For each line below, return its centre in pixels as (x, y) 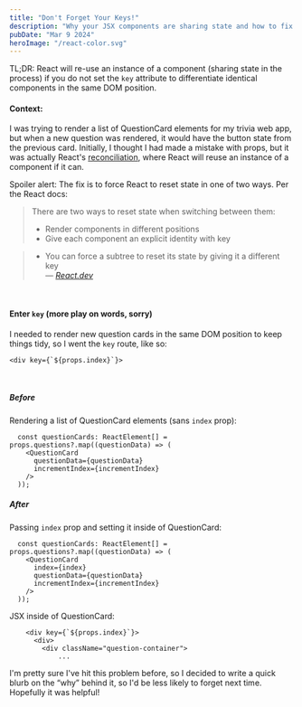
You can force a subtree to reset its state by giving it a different (162, 256)
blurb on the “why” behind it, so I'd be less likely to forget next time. (136, 683)
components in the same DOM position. (83, 88)
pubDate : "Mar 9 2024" (52, 34)
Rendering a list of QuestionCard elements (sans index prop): (123, 420)
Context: (26, 108)
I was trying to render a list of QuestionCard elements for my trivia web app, (151, 128)
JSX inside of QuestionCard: (62, 616)
